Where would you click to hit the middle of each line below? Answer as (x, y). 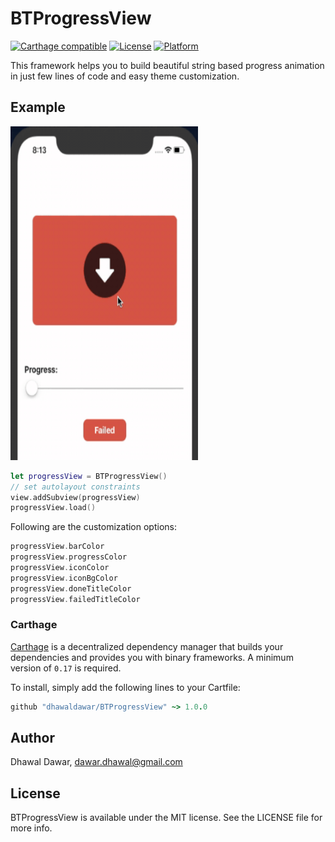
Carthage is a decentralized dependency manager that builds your (147, 646)
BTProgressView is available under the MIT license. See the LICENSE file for (166, 818)
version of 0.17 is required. (66, 668)
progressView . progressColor (69, 557)
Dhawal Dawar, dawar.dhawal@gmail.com (96, 762)
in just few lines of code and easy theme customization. (125, 76)
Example (38, 107)
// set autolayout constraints (75, 487)
